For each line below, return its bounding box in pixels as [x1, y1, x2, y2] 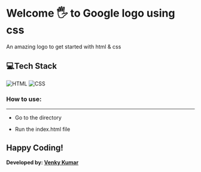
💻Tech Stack [6, 61, 57, 71]
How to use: [6, 95, 42, 103]
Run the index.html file [14, 125, 71, 133]
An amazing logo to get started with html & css [6, 43, 121, 50]
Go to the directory [14, 114, 62, 121]
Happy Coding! [6, 143, 64, 153]
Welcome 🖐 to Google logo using [6, 7, 175, 20]
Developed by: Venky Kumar [6, 158, 79, 166]
